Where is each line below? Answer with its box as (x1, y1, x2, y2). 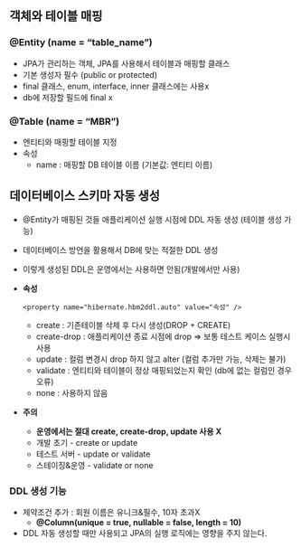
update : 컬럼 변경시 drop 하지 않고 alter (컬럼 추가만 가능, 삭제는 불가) (35, 354, 287, 364)
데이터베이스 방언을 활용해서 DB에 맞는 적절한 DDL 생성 (22, 244, 219, 255)
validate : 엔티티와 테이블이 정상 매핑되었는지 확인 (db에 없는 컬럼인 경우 (35, 364, 292, 375)
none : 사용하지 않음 (35, 387, 108, 398)
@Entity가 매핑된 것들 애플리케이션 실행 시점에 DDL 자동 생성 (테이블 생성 (22, 213, 283, 224)
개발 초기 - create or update (35, 437, 138, 448)
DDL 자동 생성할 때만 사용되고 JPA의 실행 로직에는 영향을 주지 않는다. (22, 528, 268, 539)
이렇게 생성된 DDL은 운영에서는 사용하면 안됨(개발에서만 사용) (22, 263, 240, 274)
